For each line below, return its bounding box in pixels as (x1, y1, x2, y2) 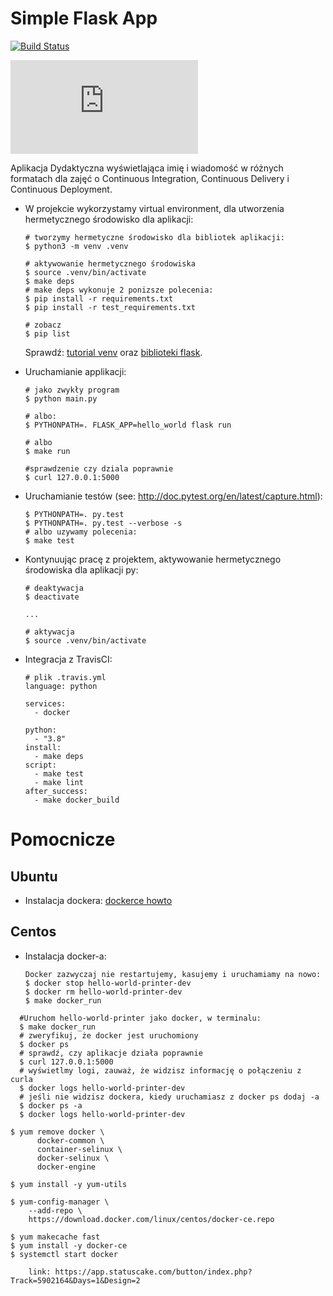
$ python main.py (24, 393, 98, 404)
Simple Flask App (10, 7, 158, 30)
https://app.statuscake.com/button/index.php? (54, 1267, 253, 1277)
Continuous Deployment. (10, 183, 113, 195)
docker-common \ (36, 1135, 105, 1146)
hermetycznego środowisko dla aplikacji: (24, 213, 194, 225)
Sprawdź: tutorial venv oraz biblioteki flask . (24, 346, 203, 358)
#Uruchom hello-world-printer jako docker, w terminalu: (19, 1013, 262, 1023)
